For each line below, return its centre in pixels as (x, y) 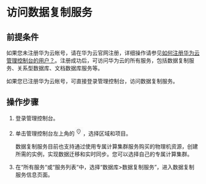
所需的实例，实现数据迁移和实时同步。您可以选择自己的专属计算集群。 (104, 154)
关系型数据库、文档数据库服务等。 (60, 68)
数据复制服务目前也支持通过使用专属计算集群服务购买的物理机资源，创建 (106, 146)
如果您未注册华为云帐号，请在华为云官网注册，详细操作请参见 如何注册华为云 (103, 53)
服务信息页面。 (34, 174)
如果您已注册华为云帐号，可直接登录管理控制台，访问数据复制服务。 (92, 81)
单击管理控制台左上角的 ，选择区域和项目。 (73, 133)
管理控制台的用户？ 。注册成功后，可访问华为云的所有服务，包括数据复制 (97, 61)
